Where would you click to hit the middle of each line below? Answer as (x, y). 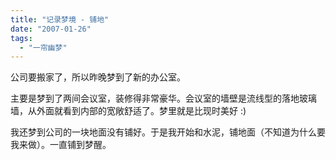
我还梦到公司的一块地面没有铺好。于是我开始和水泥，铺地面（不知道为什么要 (168, 132)
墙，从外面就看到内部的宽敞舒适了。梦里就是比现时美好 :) (128, 111)
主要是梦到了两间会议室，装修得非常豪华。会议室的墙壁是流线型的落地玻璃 (163, 98)
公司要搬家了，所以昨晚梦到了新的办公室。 (98, 77)
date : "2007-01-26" (51, 29)
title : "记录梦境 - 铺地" (60, 19)
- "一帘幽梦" (43, 47)
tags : (21, 38)
